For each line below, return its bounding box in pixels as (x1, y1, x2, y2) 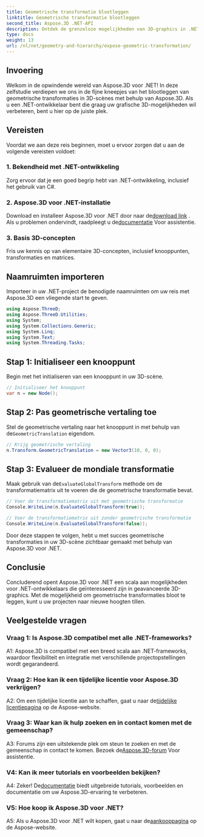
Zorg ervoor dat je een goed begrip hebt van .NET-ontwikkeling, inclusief (6, 176, 189, 184)
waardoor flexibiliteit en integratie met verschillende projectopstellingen (6, 654, 186, 661)
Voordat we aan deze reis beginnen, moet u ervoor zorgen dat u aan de (6, 141, 185, 148)
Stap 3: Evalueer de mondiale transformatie (6, 464, 174, 474)
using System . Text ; (6, 334, 56, 341)
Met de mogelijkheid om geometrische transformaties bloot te (31, 591, 186, 599)
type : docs (6, 32, 34, 38)
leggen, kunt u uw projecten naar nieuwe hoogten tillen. (6, 597, 146, 605)
